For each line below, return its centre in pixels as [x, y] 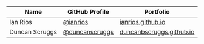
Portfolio [157, 12]
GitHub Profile [88, 12]
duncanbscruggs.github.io [157, 32]
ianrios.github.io [142, 22]
